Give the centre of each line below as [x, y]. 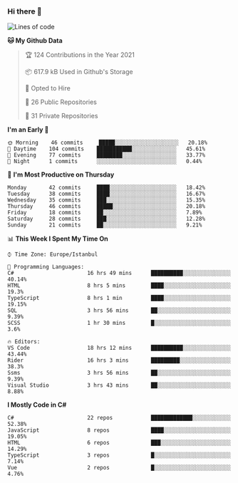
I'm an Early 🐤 [28, 130]
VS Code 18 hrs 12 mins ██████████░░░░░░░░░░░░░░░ [119, 348]
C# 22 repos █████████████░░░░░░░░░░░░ [119, 418]
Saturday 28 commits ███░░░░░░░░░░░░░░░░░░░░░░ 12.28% [106, 219]
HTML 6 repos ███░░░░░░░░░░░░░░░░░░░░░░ [119, 443]
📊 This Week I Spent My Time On [58, 239]
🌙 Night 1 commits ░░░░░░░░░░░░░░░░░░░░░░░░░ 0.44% [105, 162]
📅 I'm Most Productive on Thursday [61, 175]
